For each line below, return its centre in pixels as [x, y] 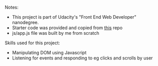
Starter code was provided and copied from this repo [67, 28]
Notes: [12, 7]
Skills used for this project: [32, 43]
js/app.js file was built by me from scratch [56, 33]
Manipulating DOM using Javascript [49, 53]
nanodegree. [25, 22]
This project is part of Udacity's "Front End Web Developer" [74, 17]
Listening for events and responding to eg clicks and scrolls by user [82, 58]
